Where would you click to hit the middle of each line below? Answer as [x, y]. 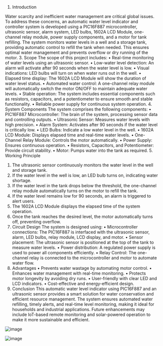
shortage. [22, 181]
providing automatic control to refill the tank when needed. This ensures [77, 47]
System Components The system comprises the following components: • [78, 109]
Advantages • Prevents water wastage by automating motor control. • [82, 268]
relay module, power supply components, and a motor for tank [84, 37]
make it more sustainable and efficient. [51, 320]
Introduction [24, 7]
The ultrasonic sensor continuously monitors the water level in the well [83, 165]
